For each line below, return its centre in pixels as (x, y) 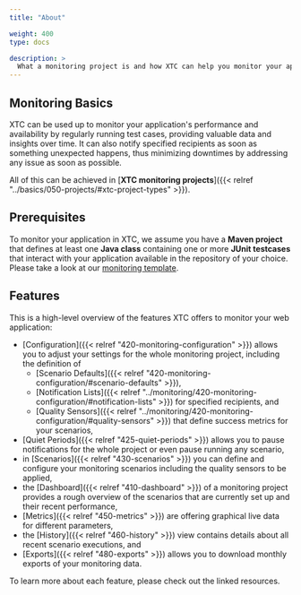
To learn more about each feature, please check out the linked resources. (145, 581)
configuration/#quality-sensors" (95, 420)
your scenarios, (64, 430)
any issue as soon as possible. (66, 162)
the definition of (52, 363)
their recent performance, (70, 506)
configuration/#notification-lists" (96, 401)
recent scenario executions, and (82, 544)
